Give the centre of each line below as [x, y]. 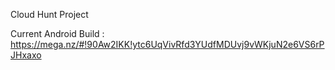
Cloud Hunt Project [49, 14]
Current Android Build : [57, 33]
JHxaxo [26, 55]
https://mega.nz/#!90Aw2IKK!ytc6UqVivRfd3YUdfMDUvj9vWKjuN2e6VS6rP [167, 44]
